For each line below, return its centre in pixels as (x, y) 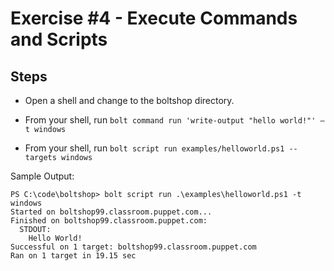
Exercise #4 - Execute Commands (154, 18)
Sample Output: (42, 176)
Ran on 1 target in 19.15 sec (73, 256)
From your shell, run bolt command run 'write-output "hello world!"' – (174, 120)
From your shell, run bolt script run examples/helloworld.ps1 (154, 148)
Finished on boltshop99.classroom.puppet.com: (109, 221)
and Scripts (59, 39)
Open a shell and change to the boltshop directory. (129, 100)
